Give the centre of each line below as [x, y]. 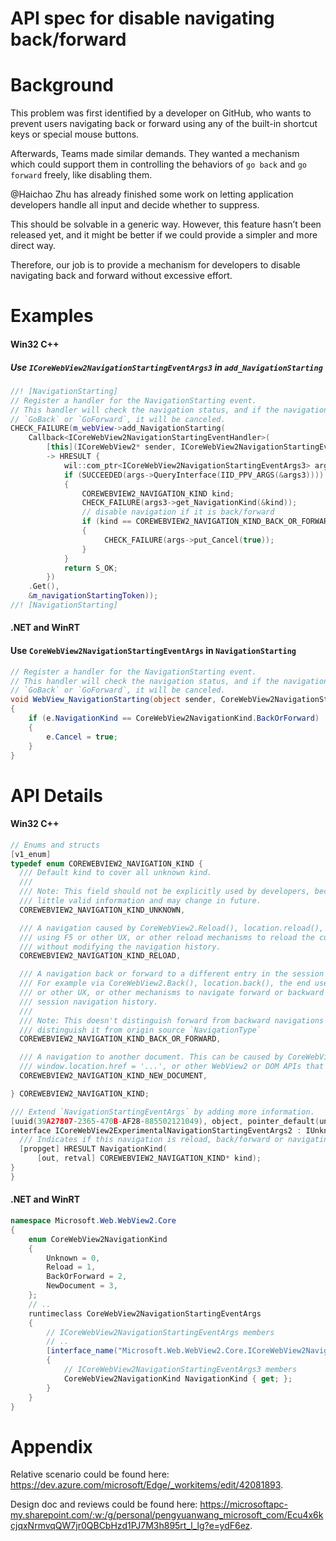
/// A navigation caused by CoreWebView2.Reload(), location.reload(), [172, 928]
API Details [56, 795]
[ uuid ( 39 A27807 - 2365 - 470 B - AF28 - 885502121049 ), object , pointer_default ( [165, 1121]
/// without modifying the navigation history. [120, 947]
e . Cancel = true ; [82, 737]
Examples [52, 316]
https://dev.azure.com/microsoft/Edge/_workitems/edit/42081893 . [147, 1485]
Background [62, 85]
